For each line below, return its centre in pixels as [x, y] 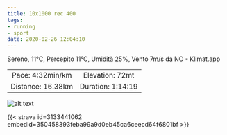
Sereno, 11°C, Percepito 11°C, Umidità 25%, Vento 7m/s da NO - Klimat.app [114, 59]
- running [22, 26]
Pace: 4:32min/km [42, 75]
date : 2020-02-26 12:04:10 [46, 39]
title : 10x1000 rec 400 [42, 13]
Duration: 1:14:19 [109, 87]
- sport [18, 33]
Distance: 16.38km [42, 87]
